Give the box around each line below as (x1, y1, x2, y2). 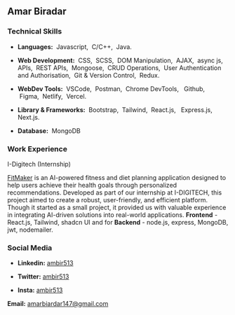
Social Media (7, 243, 53, 253)
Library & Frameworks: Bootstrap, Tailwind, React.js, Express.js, (17, 105, 213, 114)
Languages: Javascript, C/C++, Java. (17, 42, 132, 51)
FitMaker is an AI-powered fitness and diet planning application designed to (7, 173, 227, 181)
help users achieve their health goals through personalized (7, 181, 177, 189)
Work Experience (7, 143, 68, 153)
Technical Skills (7, 27, 62, 36)
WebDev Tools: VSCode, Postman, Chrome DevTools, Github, (17, 84, 206, 93)
